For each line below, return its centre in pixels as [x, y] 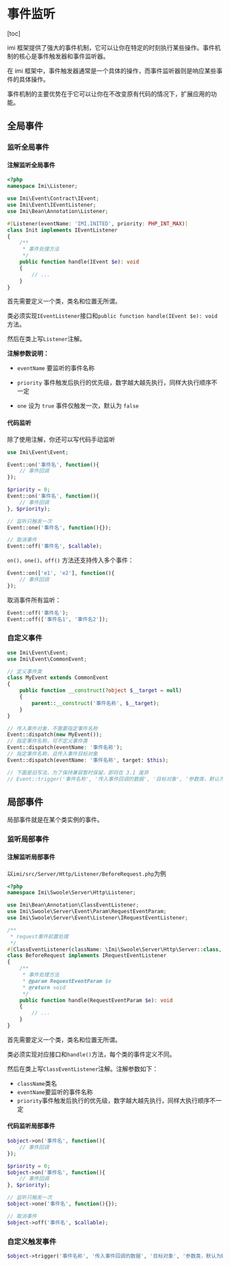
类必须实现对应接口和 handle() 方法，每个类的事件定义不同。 [91, 1054]
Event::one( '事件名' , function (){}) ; [59, 527]
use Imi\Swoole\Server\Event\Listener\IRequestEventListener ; [98, 918]
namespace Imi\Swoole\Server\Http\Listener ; [72, 893]
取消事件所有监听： [34, 599]
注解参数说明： [28, 353]
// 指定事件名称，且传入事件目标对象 [52, 754]
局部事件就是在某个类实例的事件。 [55, 820]
